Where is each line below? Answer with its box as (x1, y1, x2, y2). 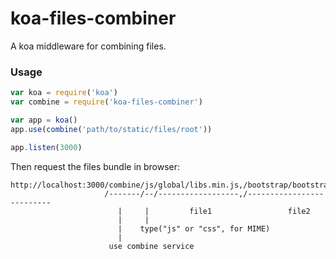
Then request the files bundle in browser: (10, 160, 181, 172)
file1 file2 (189, 206, 311, 216)
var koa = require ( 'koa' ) (10, 88, 118, 98)
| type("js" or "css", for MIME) (117, 223, 271, 234)
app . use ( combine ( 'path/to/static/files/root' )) (10, 124, 213, 134)
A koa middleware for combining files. (10, 40, 167, 52)
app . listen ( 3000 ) (10, 142, 83, 152)
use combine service (108, 241, 195, 251)
